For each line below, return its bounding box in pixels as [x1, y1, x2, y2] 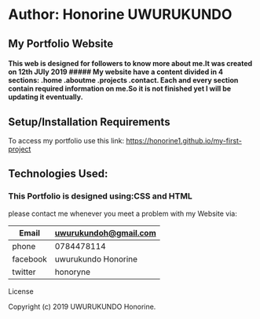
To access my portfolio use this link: [8, 135, 124, 145]
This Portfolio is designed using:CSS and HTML [8, 191, 192, 202]
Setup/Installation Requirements [8, 115, 170, 128]
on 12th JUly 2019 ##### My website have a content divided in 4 [8, 67, 224, 76]
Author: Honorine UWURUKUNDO [8, 6, 233, 24]
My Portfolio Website [8, 37, 114, 50]
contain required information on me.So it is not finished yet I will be [8, 84, 232, 94]
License [8, 286, 34, 296]
